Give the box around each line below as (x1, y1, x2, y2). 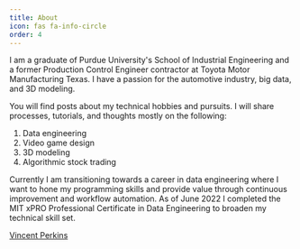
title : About (9, 13, 59, 23)
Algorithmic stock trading (22, 157, 117, 168)
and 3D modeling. (9, 83, 76, 95)
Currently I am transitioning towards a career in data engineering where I (9, 174, 279, 185)
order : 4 (9, 30, 42, 39)
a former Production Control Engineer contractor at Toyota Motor (9, 64, 250, 75)
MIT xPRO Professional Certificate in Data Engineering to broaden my (9, 203, 268, 214)
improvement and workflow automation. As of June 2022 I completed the (9, 193, 281, 204)
